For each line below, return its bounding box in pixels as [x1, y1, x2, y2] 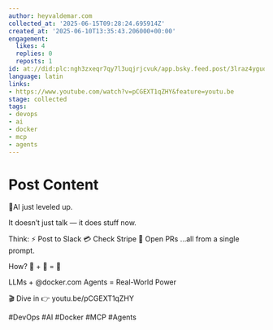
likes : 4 [15, 42, 45, 50]
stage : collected [8, 95, 67, 103]
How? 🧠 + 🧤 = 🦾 [8, 262, 61, 271]
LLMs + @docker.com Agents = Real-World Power [8, 277, 177, 287]
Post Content [8, 176, 99, 193]
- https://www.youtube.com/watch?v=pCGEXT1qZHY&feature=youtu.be [8, 87, 234, 96]
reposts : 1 [15, 58, 53, 66]
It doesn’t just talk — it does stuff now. [8, 218, 136, 228]
